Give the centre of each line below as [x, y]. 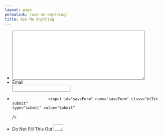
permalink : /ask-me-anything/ [36, 15]
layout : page [18, 10]
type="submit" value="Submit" [44, 108]
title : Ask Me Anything [30, 19]
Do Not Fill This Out [32, 129]
